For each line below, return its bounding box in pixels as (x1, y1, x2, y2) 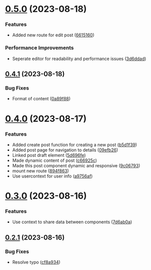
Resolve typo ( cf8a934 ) (12, 259, 60, 265)
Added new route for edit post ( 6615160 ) (12, 32, 94, 38)
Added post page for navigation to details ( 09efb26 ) (12, 147, 118, 153)
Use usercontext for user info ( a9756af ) (12, 173, 93, 179)
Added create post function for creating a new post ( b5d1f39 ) (12, 142, 137, 148)
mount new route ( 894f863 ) (12, 168, 69, 174)
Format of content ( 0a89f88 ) (12, 96, 71, 102)
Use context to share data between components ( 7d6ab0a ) (12, 219, 132, 225)
